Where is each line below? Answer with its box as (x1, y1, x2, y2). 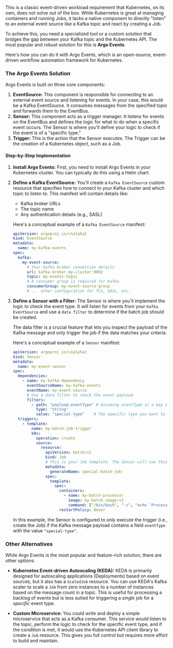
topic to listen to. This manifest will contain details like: (12, 190, 129, 196)
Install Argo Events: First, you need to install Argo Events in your (12, 164, 151, 170)
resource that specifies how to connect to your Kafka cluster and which (12, 185, 165, 191)
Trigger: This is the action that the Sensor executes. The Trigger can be (12, 135, 166, 141)
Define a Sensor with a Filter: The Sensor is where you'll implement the (12, 298, 165, 304)
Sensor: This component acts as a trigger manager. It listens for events (12, 113, 164, 120)
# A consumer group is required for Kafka (26, 279, 119, 284)
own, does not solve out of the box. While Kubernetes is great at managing (5, 10, 164, 16)
